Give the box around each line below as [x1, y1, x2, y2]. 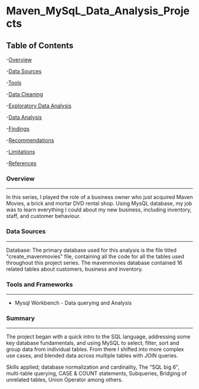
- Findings [6, 125, 30, 132]
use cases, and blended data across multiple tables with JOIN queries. [6, 352, 178, 359]
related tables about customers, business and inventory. [6, 265, 143, 273]
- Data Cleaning [6, 91, 43, 97]
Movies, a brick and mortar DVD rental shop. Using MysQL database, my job [6, 200, 192, 207]
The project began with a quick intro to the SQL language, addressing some [6, 333, 191, 340]
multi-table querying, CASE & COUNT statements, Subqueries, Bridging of [6, 370, 187, 377]
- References [6, 160, 37, 167]
